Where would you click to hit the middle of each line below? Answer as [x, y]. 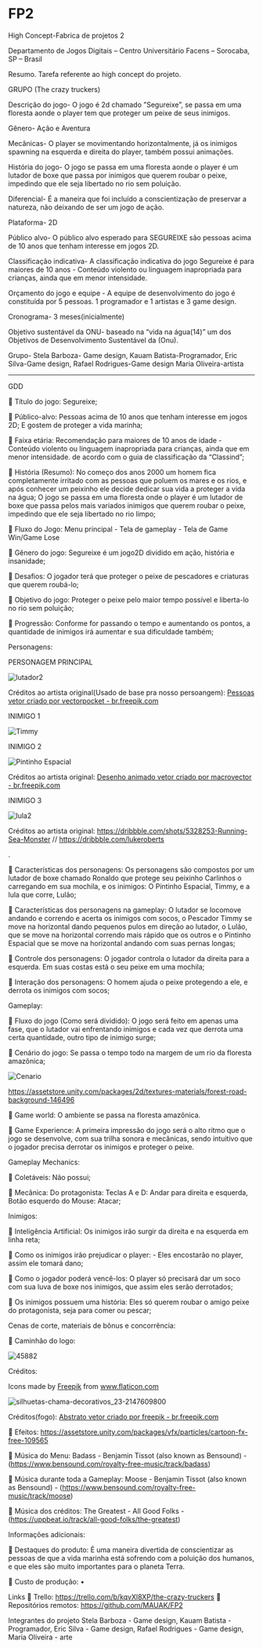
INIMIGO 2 [25, 746]
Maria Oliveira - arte [40, 1637]
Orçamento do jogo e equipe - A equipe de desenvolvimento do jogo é [122, 293]
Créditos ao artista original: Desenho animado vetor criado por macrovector [130, 776]
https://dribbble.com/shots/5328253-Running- [172, 831]
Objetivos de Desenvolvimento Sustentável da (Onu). [93, 340]
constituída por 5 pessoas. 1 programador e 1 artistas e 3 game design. [122, 301]
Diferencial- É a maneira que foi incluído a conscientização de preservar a [127, 199]
